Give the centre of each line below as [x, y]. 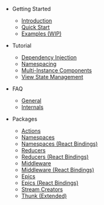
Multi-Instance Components [57, 70]
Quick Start [35, 27]
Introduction [37, 20]
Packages [25, 119]
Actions [31, 131]
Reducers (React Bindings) [55, 157]
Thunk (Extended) [44, 196]
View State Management [52, 77]
